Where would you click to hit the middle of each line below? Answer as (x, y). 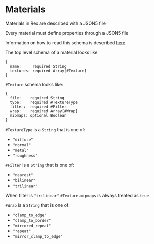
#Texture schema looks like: (34, 84)
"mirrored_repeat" (32, 226)
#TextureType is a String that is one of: (45, 129)
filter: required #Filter (38, 107)
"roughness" (25, 156)
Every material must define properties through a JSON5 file (67, 33)
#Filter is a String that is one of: (40, 165)
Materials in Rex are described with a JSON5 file (56, 23)
